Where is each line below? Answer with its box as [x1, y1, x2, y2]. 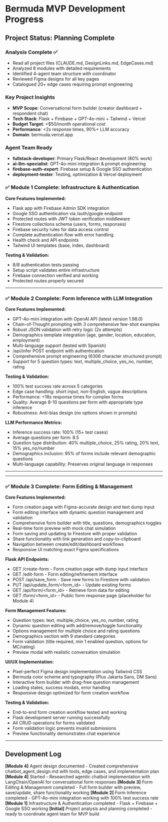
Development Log [5, 749, 61, 758]
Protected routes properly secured [12, 277, 84, 283]
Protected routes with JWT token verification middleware [12, 216, 130, 222]
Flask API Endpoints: [5, 556, 49, 562]
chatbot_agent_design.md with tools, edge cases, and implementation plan [5, 768, 159, 774]
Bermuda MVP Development [5, 3, 125, 15]
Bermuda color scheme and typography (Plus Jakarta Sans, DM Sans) [12, 674, 157, 680]
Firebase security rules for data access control [12, 226, 109, 232]
